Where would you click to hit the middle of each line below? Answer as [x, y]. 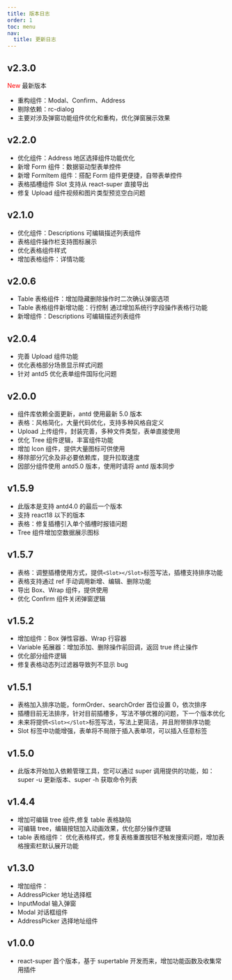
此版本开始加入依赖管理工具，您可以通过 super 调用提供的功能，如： [116, 771]
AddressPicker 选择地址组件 [57, 921]
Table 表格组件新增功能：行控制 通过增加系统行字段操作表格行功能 [112, 308]
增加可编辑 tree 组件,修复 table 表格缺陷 [74, 820]
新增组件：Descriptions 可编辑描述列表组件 [79, 316]
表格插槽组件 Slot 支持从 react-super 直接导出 [83, 184]
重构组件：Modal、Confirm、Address [71, 100]
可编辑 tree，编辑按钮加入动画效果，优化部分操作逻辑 [94, 828]
